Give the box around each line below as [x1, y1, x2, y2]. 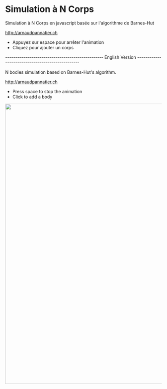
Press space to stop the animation [12, 88, 83, 94]
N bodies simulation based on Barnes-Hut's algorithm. [5, 69, 117, 75]
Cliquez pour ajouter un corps [12, 44, 74, 50]
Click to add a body [12, 94, 53, 100]
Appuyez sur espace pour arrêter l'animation [12, 39, 104, 45]
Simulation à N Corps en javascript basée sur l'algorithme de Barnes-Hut [5, 20, 155, 26]
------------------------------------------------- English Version [5, 54, 136, 60]
